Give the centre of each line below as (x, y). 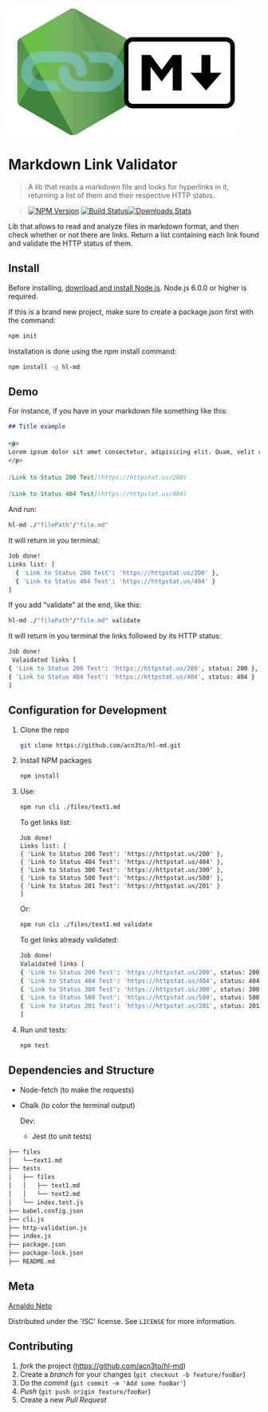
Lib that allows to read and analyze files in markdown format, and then (124, 226)
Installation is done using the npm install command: (93, 351)
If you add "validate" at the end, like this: (75, 605)
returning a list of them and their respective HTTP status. (121, 195)
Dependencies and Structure (81, 1071)
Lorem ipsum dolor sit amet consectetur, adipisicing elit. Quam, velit (132, 452)
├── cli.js (26, 1219)
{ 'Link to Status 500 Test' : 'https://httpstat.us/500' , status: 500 (140, 998)
